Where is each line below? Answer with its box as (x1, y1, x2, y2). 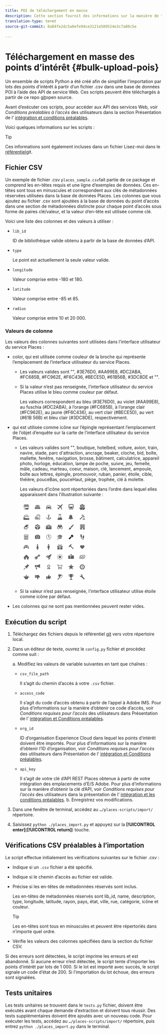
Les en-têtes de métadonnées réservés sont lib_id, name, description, (12, 893, 156, 899)
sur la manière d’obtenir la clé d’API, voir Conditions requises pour (19, 786, 155, 792)
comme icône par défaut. (19, 593, 72, 599)
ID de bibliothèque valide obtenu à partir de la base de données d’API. (12, 237, 156, 243)
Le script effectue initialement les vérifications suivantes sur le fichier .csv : (5, 854, 160, 860)
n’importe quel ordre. (12, 928, 56, 934)
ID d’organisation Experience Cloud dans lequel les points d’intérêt (19, 735, 156, 741)
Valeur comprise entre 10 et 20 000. (12, 315, 86, 321)
